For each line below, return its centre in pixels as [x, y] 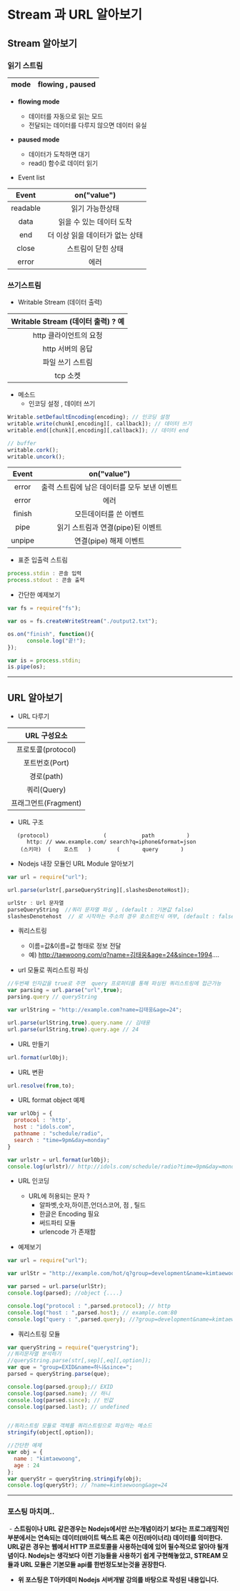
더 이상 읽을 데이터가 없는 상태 [95, 235]
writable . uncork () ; [36, 457]
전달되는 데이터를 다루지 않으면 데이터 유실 [88, 125]
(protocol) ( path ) [104, 836]
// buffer [22, 443]
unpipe [22, 540]
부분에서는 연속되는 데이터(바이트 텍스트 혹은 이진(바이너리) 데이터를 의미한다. [115, 1537]
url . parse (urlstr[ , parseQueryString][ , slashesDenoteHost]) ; [99, 890]
